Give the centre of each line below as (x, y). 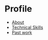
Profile (18, 9)
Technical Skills (27, 27)
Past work (22, 32)
